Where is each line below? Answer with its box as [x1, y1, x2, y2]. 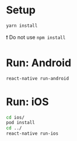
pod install [6, 120, 35, 126]
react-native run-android [6, 75, 69, 82]
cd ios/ [6, 114, 25, 120]
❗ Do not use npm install [6, 33, 66, 41]
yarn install [6, 23, 38, 29]
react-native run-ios [6, 131, 59, 137]
